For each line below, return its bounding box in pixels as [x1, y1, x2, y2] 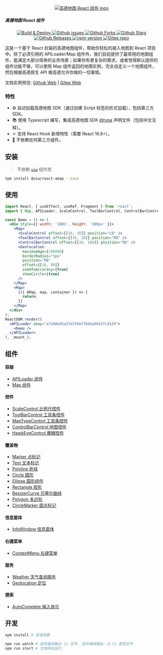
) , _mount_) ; [5, 335, 32, 340]
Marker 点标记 [12, 454, 41, 460]
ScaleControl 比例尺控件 [12, 405, 61, 411]
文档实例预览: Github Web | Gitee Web [5, 79, 81, 85]
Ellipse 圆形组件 [12, 478, 44, 484]
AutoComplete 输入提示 [12, 603, 60, 609]
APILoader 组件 [12, 376, 43, 382]
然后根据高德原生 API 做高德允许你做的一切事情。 [5, 69, 104, 75]
